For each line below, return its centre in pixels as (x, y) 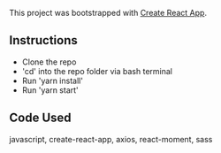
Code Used (41, 118)
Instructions (43, 40)
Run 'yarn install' (53, 80)
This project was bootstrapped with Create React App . (108, 13)
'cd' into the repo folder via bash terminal (97, 71)
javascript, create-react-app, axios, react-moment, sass (111, 139)
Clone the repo (49, 62)
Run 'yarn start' (50, 90)
